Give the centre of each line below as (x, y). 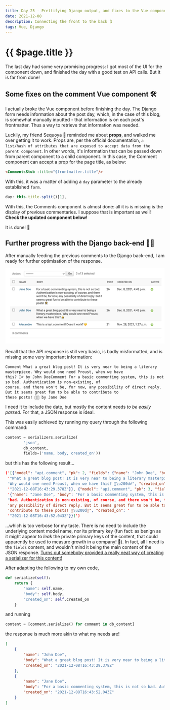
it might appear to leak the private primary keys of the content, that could (81, 537)
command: (16, 427)
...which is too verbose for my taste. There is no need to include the (76, 526)
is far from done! (23, 78)
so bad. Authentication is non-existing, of (53, 382)
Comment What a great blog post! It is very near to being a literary (81, 367)
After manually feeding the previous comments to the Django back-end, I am (85, 255)
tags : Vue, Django (25, 27)
